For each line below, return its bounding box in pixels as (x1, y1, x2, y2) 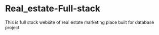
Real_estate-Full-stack (5, 3, 100, 14)
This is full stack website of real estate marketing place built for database (5, 19, 154, 25)
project (5, 24, 20, 30)
